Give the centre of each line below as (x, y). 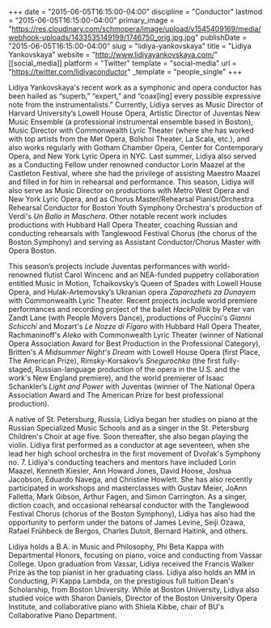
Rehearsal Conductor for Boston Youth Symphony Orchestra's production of (135, 208)
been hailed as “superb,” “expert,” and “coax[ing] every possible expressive (135, 96)
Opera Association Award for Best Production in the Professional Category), (135, 344)
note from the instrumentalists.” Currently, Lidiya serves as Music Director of (136, 105)
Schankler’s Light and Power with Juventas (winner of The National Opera (132, 386)
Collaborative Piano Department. (63, 615)
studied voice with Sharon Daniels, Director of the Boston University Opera (133, 598)
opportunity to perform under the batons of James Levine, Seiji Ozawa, (127, 522)
